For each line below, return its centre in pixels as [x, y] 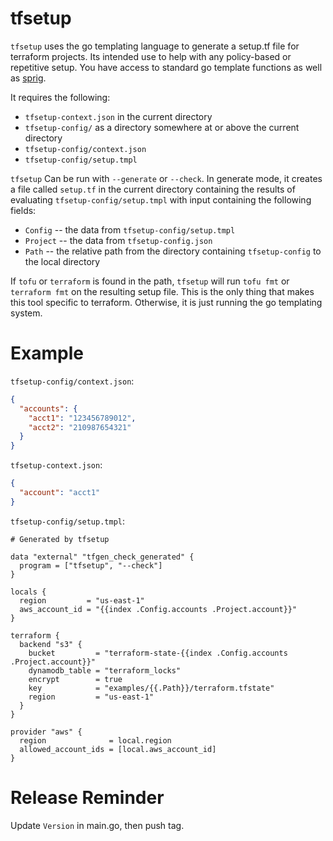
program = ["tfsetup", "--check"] [91, 565]
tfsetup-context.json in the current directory [118, 116]
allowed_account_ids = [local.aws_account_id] [118, 749]
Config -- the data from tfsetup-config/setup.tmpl [130, 229]
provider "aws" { [46, 732]
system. [26, 313]
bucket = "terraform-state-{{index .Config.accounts [158, 653]
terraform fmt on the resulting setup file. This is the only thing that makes [162, 291]
